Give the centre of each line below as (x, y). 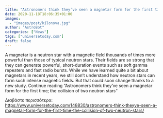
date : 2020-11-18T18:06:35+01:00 (39, 14)
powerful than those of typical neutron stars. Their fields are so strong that (80, 60)
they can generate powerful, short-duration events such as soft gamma (76, 65)
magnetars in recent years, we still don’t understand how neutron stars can (80, 75)
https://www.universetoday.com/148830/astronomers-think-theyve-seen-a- (81, 105)
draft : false (18, 41)
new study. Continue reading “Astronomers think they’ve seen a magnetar (79, 86)
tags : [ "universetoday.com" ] (34, 37)
